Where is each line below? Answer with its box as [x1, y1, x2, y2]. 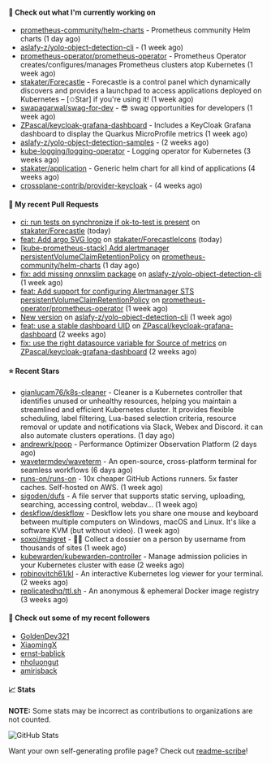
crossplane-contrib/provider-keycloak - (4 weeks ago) [19, 180, 203, 191]
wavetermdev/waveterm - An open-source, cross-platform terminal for [19, 456, 257, 466]
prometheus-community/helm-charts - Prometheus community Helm [19, 25, 251, 35]
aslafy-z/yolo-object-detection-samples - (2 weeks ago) [19, 137, 209, 147]
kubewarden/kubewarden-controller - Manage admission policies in [19, 551, 247, 561]
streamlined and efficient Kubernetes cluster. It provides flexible [19, 404, 234, 415]
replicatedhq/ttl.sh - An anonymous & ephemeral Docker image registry [19, 586, 260, 596]
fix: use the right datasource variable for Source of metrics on [19, 338, 227, 348]
